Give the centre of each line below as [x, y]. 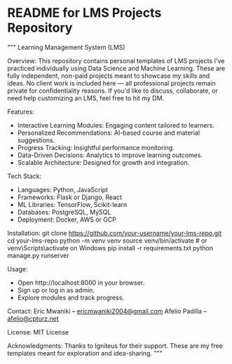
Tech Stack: [25, 176]
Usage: [18, 269]
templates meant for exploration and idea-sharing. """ [85, 353]
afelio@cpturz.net [33, 318]
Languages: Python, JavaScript [63, 189]
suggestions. [36, 140]
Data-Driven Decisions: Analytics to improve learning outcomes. [110, 155]
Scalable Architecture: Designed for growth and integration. [103, 162]
